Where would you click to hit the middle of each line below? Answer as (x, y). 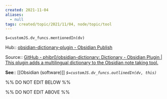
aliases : (14, 15)
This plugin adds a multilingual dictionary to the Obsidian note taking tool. (82, 63)
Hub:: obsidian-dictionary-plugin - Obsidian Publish (59, 47)
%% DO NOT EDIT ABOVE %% (37, 92)
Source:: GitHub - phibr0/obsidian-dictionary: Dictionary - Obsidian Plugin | (84, 57)
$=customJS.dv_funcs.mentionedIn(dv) (45, 38)
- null (17, 19)
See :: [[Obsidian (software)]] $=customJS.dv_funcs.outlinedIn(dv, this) (81, 73)
